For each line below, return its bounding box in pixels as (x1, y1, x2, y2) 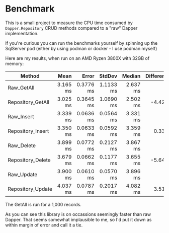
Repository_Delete (8, 157, 51, 164)
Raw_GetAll (8, 84, 35, 91)
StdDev (99, 72, 117, 80)
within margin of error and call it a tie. (5, 222, 83, 228)
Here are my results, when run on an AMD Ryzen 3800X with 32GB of (5, 55, 150, 61)
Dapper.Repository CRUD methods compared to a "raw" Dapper (5, 25, 138, 31)
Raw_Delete (8, 142, 36, 149)
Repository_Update (8, 185, 53, 192)
